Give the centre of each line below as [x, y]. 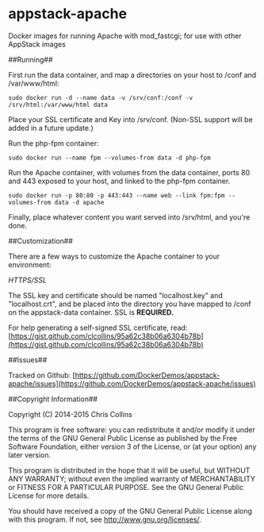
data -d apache [79, 202]
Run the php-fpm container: [54, 143]
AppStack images [37, 44]
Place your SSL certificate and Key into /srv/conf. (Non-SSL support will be [131, 119]
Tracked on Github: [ [42, 375]
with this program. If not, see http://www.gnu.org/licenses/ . [105, 519]
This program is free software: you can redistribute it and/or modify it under [132, 430]
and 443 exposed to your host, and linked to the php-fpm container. [119, 181]
